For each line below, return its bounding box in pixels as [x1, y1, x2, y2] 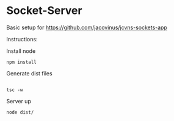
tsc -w [6, 86, 23, 93]
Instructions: [6, 35, 38, 43]
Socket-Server [6, 4, 82, 18]
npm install [6, 59, 37, 65]
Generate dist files [6, 69, 53, 77]
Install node [6, 47, 36, 55]
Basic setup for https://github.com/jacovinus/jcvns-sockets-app [6, 24, 168, 31]
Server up [6, 97, 32, 105]
